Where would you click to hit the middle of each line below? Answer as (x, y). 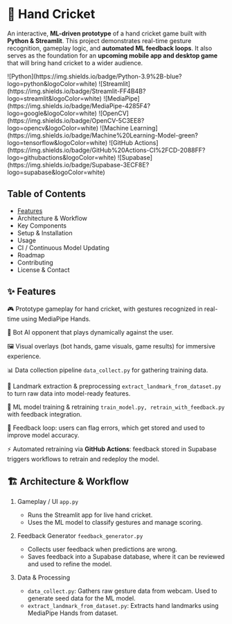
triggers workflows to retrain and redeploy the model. (83, 459)
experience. (24, 356)
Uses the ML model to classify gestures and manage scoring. (115, 523)
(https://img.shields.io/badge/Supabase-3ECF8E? (78, 165)
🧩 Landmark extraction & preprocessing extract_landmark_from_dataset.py (114, 386)
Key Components (42, 226)
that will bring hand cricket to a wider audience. (75, 62)
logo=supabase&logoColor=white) (56, 172)
